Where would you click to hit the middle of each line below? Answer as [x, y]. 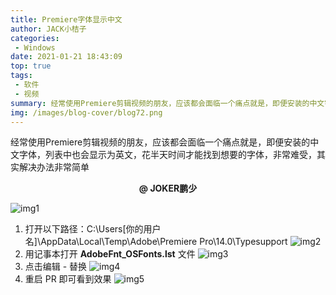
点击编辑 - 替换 [56, 267]
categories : [35, 38]
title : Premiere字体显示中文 [66, 19]
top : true [31, 66]
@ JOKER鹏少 [168, 188]
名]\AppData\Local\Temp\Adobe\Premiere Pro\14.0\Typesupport [156, 242]
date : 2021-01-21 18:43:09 [66, 57]
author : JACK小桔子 [48, 29]
